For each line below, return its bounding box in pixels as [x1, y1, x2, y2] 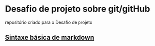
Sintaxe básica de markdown [5, 33, 94, 42]
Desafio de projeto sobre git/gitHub [5, 3, 150, 15]
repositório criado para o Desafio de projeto [5, 19, 93, 25]
